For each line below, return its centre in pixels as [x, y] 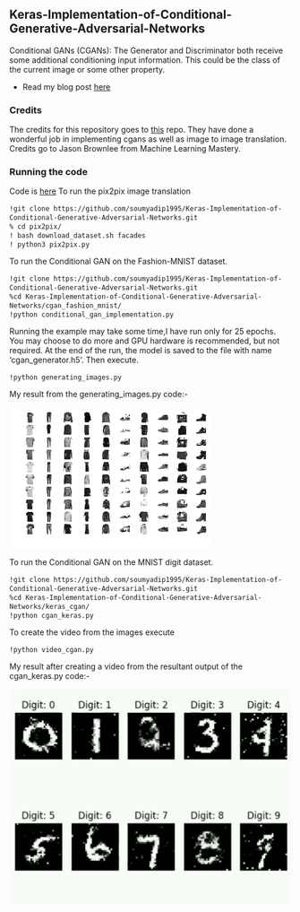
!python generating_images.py [66, 378]
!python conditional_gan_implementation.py [92, 315]
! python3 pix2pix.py [50, 245]
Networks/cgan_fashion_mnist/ [66, 306]
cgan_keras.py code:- [50, 676]
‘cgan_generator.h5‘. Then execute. [74, 360]
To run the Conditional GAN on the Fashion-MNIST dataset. [119, 261]
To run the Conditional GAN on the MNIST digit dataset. [111, 562]
